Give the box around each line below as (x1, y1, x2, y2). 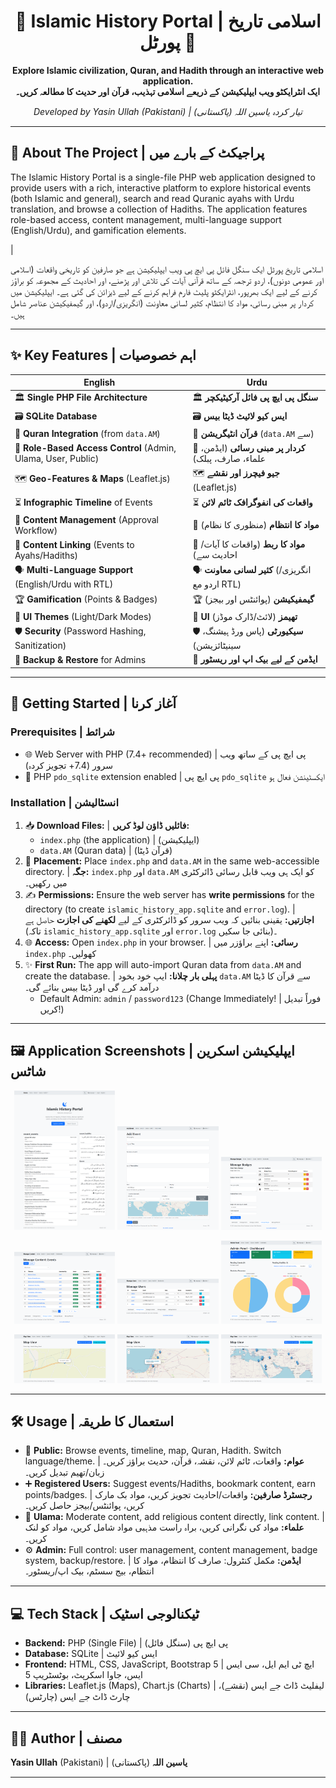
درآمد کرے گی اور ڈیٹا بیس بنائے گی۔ (24, 981, 160, 993)
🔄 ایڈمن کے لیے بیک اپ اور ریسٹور (192, 653, 318, 665)
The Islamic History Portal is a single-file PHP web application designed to (10, 171, 316, 183)
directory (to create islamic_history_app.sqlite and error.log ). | (24, 903, 296, 915)
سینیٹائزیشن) (192, 640, 242, 652)
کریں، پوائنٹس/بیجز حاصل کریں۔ (24, 1500, 145, 1512)
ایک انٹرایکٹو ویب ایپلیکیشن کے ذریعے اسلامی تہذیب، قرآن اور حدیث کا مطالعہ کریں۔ (15, 85, 321, 97)
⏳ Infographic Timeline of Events (14, 496, 153, 508)
